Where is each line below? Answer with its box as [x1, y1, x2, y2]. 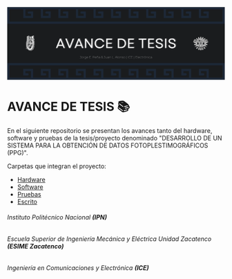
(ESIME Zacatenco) [7, 242, 64, 250]
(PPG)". [7, 148, 28, 156]
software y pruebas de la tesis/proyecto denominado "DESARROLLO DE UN [7, 134, 222, 142]
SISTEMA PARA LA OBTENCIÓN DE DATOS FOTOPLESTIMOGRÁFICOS [7, 141, 209, 150]
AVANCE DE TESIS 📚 [7, 99, 130, 115]
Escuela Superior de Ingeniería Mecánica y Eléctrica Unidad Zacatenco [7, 235, 212, 243]
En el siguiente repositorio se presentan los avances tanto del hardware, [7, 126, 213, 134]
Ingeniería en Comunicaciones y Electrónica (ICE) [7, 263, 150, 272]
